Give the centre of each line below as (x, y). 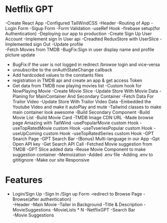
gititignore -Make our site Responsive (51, 160)
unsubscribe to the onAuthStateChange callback (62, 70)
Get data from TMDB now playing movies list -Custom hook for (77, 85)
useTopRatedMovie (32, 128)
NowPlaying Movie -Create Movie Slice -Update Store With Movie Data (85, 91)
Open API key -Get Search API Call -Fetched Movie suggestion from (82, 144)
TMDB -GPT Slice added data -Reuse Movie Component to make (79, 149)
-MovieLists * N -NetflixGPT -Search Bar (93, 210)
